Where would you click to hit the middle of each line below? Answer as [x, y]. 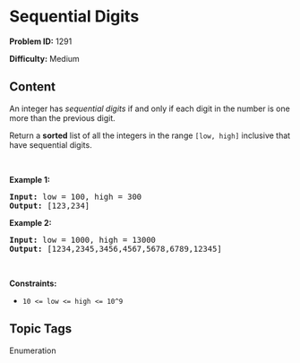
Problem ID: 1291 [41, 41]
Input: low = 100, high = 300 [76, 196]
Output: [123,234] [50, 205]
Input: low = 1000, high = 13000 [83, 240]
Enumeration [33, 350]
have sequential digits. [51, 144]
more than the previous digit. [62, 117]
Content [33, 87]
